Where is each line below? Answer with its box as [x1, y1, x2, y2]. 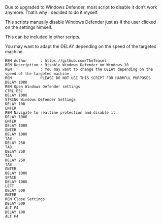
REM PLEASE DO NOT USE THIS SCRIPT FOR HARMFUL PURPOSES [5, 76, 151, 81]
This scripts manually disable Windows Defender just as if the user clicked [5, 19, 156, 25]
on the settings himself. [5, 24, 53, 30]
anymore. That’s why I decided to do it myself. [5, 9, 98, 15]
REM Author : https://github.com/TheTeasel [5, 58, 107, 63]
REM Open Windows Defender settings [5, 84, 80, 89]
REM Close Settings [5, 197, 45, 202]
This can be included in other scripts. [5, 34, 81, 40]
